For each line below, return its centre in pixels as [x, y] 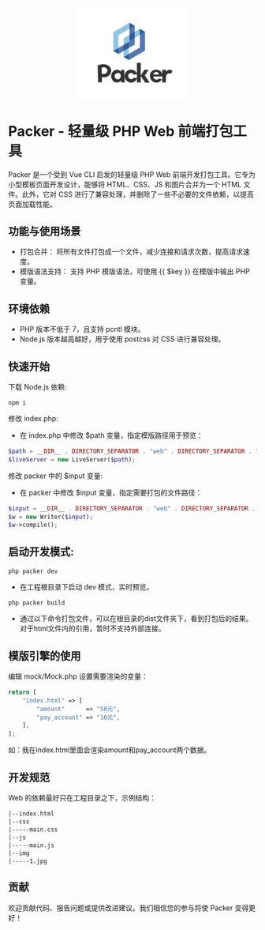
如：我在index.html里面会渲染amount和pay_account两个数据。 [110, 750]
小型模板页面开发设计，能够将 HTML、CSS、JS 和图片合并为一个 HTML [125, 184]
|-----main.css [33, 830]
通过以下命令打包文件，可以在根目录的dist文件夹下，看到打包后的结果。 [136, 619]
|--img [19, 853]
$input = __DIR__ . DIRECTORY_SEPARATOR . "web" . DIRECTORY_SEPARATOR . [132, 508]
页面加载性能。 [32, 204]
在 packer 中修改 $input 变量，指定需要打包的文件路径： [111, 492]
